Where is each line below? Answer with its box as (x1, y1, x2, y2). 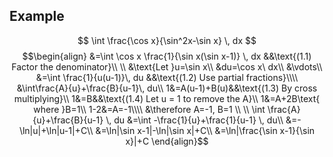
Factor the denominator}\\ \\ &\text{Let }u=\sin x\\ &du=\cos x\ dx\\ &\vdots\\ (11, 60, 323, 73)
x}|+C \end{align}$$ (125, 135, 209, 147)
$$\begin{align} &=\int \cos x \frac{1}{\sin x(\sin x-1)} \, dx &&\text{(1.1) (22, 50, 312, 62)
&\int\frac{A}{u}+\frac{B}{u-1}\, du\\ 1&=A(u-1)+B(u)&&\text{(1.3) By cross (16, 82, 318, 94)
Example (9, 8, 65, 25)
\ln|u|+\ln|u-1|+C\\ (18, 124, 94, 136)
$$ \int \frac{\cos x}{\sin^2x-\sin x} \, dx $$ (77, 34, 257, 46)
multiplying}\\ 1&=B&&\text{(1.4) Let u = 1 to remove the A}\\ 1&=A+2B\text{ (13, 92, 321, 104)
